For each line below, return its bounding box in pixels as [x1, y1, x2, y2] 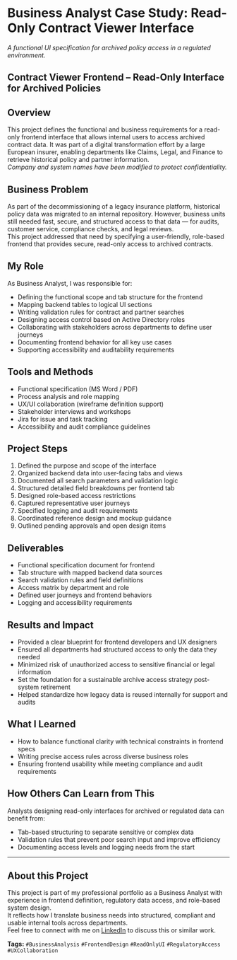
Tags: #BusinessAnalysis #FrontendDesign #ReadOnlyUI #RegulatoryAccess [7, 939, 221, 949]
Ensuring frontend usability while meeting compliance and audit [17, 759, 203, 768]
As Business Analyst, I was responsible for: [7, 279, 133, 287]
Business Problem [7, 183, 89, 195]
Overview [7, 106, 51, 118]
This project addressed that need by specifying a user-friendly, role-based [7, 232, 224, 241]
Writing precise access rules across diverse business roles [17, 752, 189, 761]
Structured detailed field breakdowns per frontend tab [17, 484, 175, 492]
